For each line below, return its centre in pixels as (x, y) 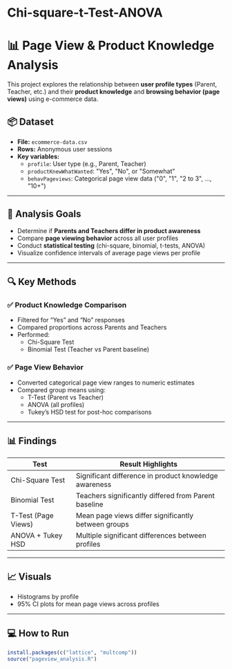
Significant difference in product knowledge (147, 475)
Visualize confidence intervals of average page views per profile (109, 253)
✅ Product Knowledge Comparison (67, 305)
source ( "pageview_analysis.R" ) (52, 659)
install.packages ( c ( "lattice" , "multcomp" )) (72, 653)
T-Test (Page (32, 515)
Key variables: (38, 156)
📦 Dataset (30, 121)
